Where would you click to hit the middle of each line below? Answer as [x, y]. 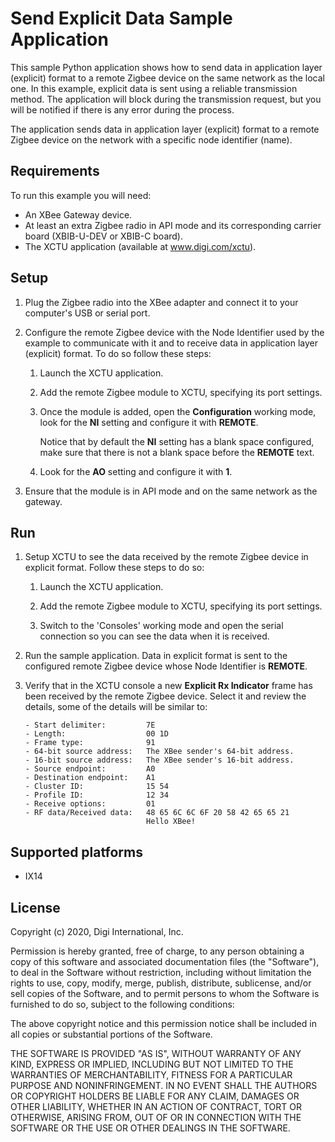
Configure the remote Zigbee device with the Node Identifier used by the [174, 332]
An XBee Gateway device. [78, 214]
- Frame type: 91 [90, 743]
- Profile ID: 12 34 [96, 795]
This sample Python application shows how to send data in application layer [166, 67]
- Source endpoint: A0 [90, 769]
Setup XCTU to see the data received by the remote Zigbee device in [166, 557]
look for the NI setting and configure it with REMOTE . [149, 422]
